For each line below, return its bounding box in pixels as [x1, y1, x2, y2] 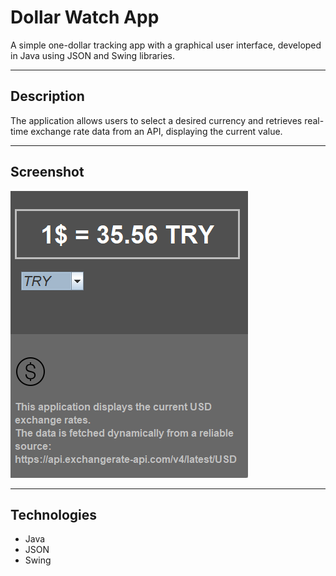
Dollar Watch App [10, 6, 160, 29]
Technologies [10, 506, 98, 523]
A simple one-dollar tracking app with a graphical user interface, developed [10, 39, 322, 51]
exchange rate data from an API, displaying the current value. [30, 125, 283, 137]
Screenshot [10, 164, 85, 181]
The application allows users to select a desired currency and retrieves [10, 114, 303, 126]
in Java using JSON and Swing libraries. [10, 49, 175, 61]
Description [10, 88, 85, 105]
